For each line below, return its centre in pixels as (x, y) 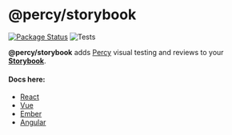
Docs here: (27, 79)
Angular (33, 122)
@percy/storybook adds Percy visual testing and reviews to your (116, 52)
